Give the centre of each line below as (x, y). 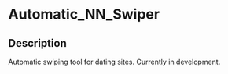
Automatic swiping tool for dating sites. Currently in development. (114, 62)
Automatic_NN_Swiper (84, 14)
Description (37, 43)
